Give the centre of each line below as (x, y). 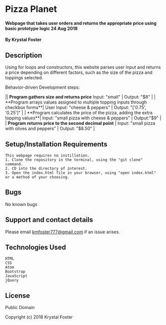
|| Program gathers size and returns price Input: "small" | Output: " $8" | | (81, 97)
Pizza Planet (31, 9)
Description (24, 55)
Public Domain (20, 308)
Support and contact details (49, 220)
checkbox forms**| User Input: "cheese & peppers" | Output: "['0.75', (76, 108)
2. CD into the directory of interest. (46, 168)
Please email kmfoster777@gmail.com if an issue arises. (63, 232)
